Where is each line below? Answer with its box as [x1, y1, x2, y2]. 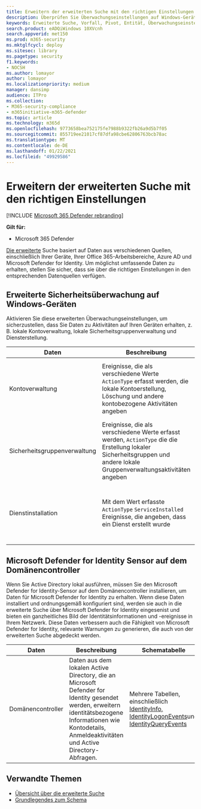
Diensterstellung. [6, 334, 48, 342]
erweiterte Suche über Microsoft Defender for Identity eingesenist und [6, 606, 180, 613]
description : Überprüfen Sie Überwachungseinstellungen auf [6, 14, 160, 20]
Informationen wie [69, 716, 120, 724]
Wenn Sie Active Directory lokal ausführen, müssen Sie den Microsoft [6, 581, 178, 588]
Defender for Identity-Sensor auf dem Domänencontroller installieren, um [6, 587, 187, 594]
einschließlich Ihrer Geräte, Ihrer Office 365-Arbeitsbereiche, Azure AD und [6, 253, 192, 261]
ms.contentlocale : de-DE [6, 142, 68, 149]
